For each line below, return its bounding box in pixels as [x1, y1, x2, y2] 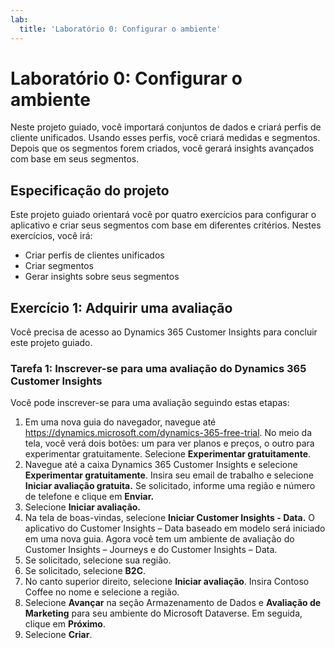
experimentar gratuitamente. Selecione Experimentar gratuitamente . [24, 448, 312, 460]
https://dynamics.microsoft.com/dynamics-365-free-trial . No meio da [24, 427, 313, 439]
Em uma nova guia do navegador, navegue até [24, 416, 217, 428]
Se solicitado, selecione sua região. [24, 554, 172, 566]
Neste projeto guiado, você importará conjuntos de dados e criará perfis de [10, 121, 322, 133]
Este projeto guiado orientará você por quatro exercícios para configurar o [10, 209, 317, 221]
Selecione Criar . [24, 629, 93, 641]
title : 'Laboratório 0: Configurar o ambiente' [19, 24, 222, 34]
